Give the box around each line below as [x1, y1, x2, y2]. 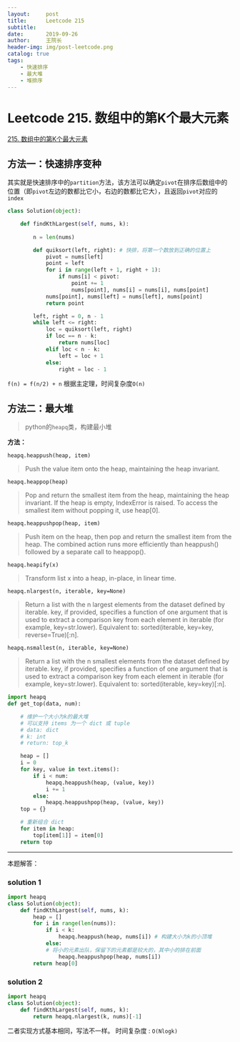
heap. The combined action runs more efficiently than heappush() [24, 540, 219, 548]
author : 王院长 [7, 37, 62, 44]
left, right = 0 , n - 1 [33, 312, 104, 320]
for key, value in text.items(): [20, 766, 120, 773]
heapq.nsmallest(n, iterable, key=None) [7, 644, 130, 652]
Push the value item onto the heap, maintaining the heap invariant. [24, 465, 220, 474]
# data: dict [20, 726, 59, 733]
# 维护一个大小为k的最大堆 [20, 713, 89, 720]
